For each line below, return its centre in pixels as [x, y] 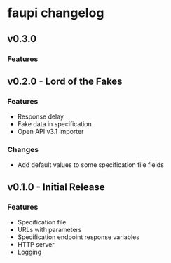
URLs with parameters [49, 230]
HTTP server [36, 245]
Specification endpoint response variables [78, 237]
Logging [29, 252]
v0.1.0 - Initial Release [56, 187]
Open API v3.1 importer [50, 132]
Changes [23, 150]
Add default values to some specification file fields [91, 165]
